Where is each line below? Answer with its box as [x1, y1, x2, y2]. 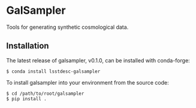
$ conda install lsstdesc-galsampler [6, 68, 101, 74]
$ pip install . [6, 95, 47, 102]
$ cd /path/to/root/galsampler [6, 91, 85, 97]
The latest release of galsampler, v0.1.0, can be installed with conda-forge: [6, 56, 190, 64]
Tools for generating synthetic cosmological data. [6, 23, 129, 31]
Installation [6, 41, 49, 51]
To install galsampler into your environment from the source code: [6, 79, 169, 86]
